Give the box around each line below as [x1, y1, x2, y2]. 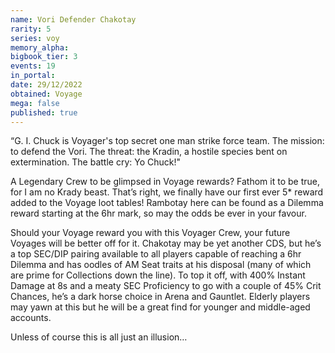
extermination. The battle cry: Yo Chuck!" [10, 156, 181, 168]
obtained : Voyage [10, 89, 83, 99]
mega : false [10, 98, 60, 108]
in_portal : [10, 71, 56, 81]
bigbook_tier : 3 [10, 52, 78, 62]
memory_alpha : [10, 42, 70, 53]
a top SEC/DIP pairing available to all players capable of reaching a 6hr [10, 248, 302, 260]
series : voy [10, 33, 60, 43]
